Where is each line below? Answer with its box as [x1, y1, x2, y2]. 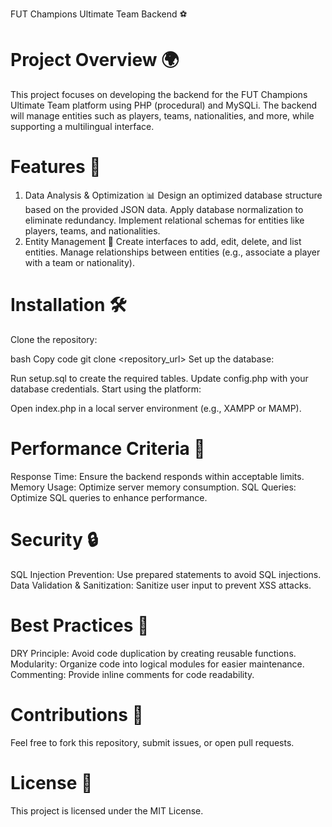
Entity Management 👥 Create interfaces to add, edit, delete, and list [24, 235, 302, 247]
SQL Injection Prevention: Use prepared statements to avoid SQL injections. [10, 568, 322, 580]
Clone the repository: [10, 333, 98, 345]
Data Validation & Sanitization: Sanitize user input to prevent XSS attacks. [10, 579, 312, 591]
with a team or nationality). [24, 256, 135, 268]
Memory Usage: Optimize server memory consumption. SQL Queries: [10, 481, 297, 493]
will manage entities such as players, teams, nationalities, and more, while [10, 109, 315, 122]
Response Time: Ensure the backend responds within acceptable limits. [10, 470, 305, 482]
